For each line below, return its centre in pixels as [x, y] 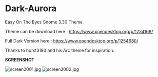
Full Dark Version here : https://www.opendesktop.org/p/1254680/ [72, 41]
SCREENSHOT [20, 59]
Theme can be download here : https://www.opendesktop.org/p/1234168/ [79, 31]
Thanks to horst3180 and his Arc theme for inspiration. [60, 50]
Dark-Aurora [31, 9]
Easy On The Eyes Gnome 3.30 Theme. [45, 22]
